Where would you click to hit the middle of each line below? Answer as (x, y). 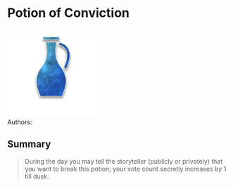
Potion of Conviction (69, 13)
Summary (29, 144)
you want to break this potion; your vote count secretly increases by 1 (125, 169)
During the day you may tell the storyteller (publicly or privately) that (124, 161)
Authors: (20, 122)
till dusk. (37, 176)
